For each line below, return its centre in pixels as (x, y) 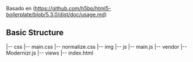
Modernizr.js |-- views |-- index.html (50, 53)
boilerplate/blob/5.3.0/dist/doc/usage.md (55, 14)
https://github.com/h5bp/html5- (73, 8)
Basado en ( (20, 8)
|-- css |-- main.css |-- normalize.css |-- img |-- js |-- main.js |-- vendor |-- (97, 46)
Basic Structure (35, 33)
